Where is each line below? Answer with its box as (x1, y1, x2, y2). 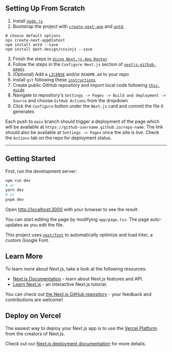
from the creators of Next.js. (5, 330, 65, 337)
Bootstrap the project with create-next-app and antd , (12, 23, 124, 29)
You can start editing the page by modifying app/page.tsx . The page (5, 216, 149, 223)
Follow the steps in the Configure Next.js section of (12, 61, 123, 67)
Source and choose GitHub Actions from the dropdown (12, 97, 128, 103)
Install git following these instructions (12, 77, 96, 83)
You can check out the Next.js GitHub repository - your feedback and (5, 291, 152, 297)
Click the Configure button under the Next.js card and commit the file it (12, 103, 164, 109)
